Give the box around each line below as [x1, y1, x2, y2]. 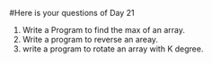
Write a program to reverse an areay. [22, 35, 159, 44]
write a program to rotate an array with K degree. [22, 43, 204, 54]
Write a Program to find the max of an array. [22, 25, 186, 35]
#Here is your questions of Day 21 [9, 8, 135, 18]
